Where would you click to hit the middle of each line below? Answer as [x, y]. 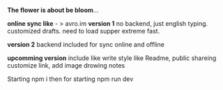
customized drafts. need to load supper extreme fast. [84, 31]
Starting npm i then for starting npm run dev [70, 79]
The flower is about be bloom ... [53, 10]
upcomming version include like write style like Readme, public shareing [112, 58]
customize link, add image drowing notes [66, 65]
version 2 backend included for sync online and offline [86, 44]
